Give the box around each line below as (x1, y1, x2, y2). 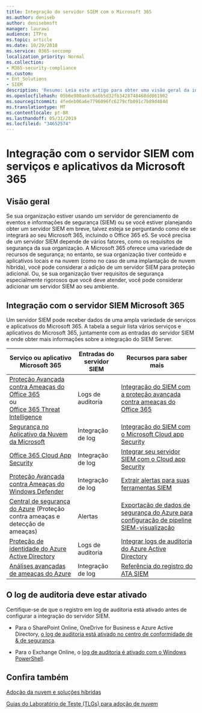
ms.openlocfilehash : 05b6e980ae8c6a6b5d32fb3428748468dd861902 (6, 93, 168, 99)
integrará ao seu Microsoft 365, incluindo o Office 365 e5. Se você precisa (6, 231, 191, 239)
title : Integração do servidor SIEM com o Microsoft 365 (6, 8, 152, 15)
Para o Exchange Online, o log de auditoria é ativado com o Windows (14, 649, 186, 656)
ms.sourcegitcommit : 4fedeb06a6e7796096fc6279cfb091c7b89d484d (6, 98, 168, 104)
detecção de (9, 520, 45, 528)
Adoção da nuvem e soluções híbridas (6, 688, 102, 696)
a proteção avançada (121, 390, 181, 398)
